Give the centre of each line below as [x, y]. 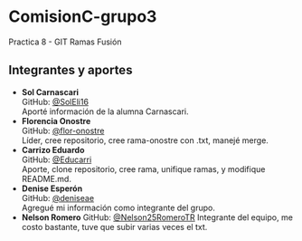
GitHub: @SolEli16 [55, 101]
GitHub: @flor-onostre [63, 130]
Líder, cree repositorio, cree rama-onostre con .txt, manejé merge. [145, 140]
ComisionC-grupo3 [83, 17]
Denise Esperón [52, 188]
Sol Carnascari [50, 92]
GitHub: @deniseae [58, 198]
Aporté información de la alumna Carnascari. [105, 111]
